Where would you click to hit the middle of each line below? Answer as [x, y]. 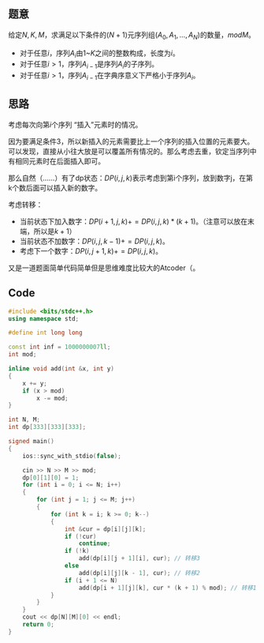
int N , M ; [24, 420]
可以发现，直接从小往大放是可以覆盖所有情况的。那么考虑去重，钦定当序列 [129, 151]
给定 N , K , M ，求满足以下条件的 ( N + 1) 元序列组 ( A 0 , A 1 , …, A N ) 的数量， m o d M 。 [132, 36]
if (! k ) [77, 551]
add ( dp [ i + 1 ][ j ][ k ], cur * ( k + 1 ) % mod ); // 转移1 [167, 588]
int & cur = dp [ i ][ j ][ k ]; [105, 529]
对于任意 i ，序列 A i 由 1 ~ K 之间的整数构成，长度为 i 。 [99, 54]
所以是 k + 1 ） [55, 231]
